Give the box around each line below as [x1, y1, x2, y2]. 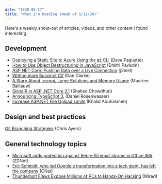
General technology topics [5, 140, 87, 148]
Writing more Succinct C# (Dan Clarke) [12, 73, 90, 78]
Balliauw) [12, 83, 31, 89]
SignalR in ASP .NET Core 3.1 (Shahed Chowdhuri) [12, 88, 113, 94]
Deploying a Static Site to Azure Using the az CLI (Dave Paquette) [12, 57, 143, 63]
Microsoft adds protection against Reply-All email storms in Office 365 [12, 152, 153, 158]
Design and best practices [5, 112, 86, 121]
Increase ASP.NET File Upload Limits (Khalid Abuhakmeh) [12, 98, 128, 105]
